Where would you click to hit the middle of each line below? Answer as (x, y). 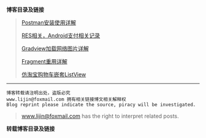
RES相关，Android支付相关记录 (61, 35)
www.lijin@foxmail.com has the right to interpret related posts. (100, 116)
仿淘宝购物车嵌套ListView (54, 74)
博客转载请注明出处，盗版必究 (38, 93)
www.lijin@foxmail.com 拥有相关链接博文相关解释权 (67, 100)
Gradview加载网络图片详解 (55, 49)
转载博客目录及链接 (31, 129)
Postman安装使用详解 (49, 23)
